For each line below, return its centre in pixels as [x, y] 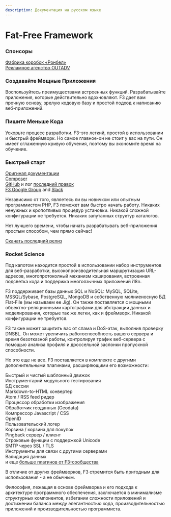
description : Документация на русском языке [53, 10]
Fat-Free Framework [49, 35]
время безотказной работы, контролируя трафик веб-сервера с [75, 339]
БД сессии [17, 386]
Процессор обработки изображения [45, 402]
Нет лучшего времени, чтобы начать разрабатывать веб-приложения [81, 226]
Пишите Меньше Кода [34, 121]
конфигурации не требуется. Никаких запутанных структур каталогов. [82, 216]
